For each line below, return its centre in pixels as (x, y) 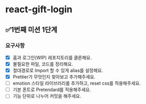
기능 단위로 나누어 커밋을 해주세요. (47, 96)
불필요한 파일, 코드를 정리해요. (43, 64)
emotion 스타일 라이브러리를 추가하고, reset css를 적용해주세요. (77, 84)
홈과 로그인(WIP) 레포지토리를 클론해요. (52, 57)
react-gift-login (39, 9)
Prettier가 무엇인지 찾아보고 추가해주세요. (54, 77)
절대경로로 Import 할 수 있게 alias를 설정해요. (58, 70)
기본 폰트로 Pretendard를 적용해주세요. (52, 90)
